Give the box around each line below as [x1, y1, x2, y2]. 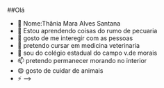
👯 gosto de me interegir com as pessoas [17, 34, 133, 42]
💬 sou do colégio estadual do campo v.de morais [17, 49, 158, 57]
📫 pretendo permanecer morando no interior [17, 57, 147, 64]
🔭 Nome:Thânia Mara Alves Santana [17, 19, 121, 27]
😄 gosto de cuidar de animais [17, 67, 104, 75]
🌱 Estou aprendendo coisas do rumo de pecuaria [17, 27, 158, 35]
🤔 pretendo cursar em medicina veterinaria [17, 42, 140, 49]
